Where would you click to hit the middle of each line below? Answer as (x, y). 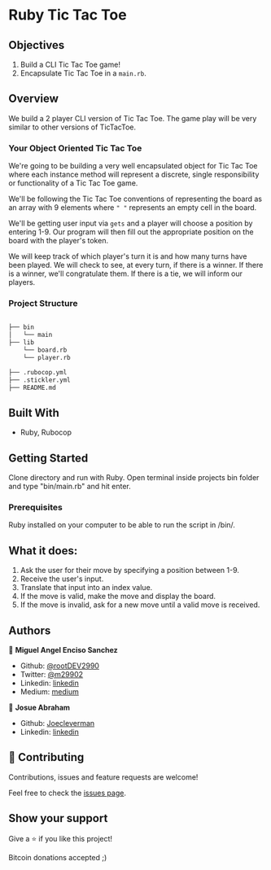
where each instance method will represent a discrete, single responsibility (134, 175)
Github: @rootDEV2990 (60, 666)
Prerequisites (35, 507)
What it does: (43, 551)
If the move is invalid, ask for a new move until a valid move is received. (140, 605)
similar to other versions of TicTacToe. (72, 127)
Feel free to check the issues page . (67, 793)
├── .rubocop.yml (38, 372)
